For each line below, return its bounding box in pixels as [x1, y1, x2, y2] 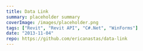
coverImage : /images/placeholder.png [6, 19, 99, 25]
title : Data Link [6, 8, 49, 15]
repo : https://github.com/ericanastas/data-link [6, 36, 128, 42]
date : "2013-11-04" [6, 30, 54, 36]
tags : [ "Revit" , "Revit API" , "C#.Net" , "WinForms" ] [6, 25, 138, 31]
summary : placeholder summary [6, 14, 81, 20]
